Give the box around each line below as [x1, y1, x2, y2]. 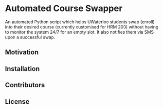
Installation [5, 65, 40, 73]
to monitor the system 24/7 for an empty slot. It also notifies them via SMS [5, 29, 154, 35]
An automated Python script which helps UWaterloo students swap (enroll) [5, 19, 155, 25]
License [5, 97, 30, 106]
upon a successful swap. [5, 34, 55, 40]
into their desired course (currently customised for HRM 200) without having [5, 24, 159, 29]
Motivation [5, 48, 39, 56]
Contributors [5, 81, 45, 89]
